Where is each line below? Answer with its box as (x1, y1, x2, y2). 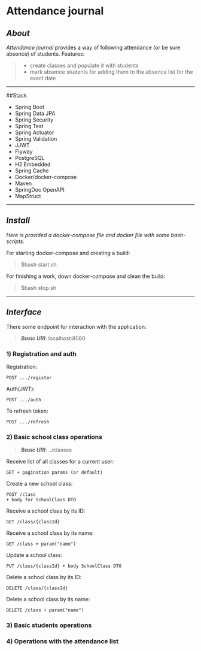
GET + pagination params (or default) (6, 470, 103, 476)
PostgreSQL (14, 155, 45, 161)
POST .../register (6, 374, 52, 381)
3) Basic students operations (6, 621, 92, 629)
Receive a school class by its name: (6, 529, 94, 537)
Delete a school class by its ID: (6, 574, 82, 581)
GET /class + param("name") (6, 541, 77, 547)
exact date (29, 75, 56, 81)
